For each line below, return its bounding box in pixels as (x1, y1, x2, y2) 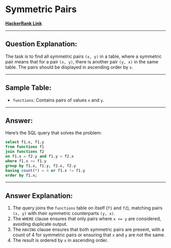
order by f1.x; (5, 172, 38, 178)
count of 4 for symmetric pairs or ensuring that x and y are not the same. (12, 232, 165, 238)
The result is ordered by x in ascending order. (12, 237, 108, 243)
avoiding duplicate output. (12, 221, 68, 227)
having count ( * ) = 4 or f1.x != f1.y (5, 168, 85, 173)
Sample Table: (5, 84, 52, 92)
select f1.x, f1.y (5, 139, 44, 145)
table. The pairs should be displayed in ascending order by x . (5, 64, 133, 70)
